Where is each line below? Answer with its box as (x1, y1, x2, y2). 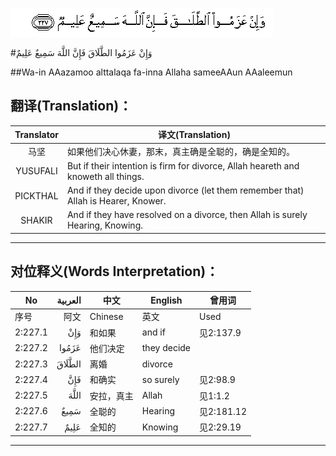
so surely (141, 373, 180, 385)
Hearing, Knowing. (66, 219, 143, 232)
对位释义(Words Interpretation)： (10, 263, 220, 280)
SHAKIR (20, 214, 53, 226)
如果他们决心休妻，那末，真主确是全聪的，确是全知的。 (66, 145, 295, 157)
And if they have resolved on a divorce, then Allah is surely (66, 209, 308, 221)
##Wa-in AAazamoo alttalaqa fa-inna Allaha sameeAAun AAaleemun (10, 66, 293, 78)
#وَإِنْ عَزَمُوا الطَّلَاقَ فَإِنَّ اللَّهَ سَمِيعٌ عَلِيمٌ (10, 47, 153, 58)
